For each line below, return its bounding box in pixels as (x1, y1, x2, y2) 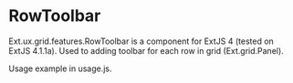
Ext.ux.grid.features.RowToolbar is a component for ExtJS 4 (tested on (8, 36, 275, 47)
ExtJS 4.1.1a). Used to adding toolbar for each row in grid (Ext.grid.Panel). (8, 45, 284, 56)
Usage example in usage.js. (8, 63, 112, 74)
